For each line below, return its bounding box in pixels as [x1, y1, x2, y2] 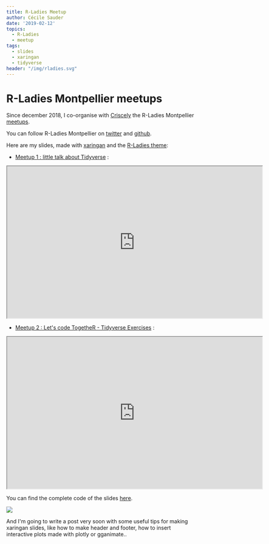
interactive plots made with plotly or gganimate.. [6, 531, 127, 538]
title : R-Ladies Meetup [6, 9, 67, 15]
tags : [6, 43, 20, 49]
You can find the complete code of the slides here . [6, 495, 133, 502]
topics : [6, 26, 26, 32]
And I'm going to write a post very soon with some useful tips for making [6, 518, 188, 525]
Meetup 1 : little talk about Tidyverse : [15, 153, 109, 161]
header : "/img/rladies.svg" [6, 65, 78, 72]
